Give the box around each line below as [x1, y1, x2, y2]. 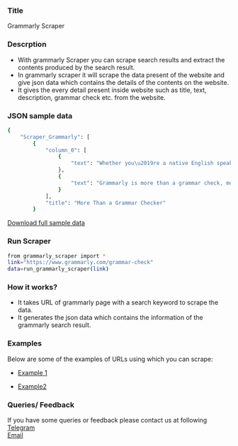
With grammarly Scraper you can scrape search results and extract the [17, 55, 225, 64]
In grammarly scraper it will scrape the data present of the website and [17, 70, 225, 79]
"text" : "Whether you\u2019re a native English [70, 160, 214, 167]
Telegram [7, 423, 35, 432]
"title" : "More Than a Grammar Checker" [45, 199, 166, 207]
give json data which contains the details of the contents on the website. [17, 78, 229, 86]
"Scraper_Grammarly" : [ [20, 133, 91, 140]
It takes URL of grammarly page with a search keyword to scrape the [17, 298, 219, 307]
